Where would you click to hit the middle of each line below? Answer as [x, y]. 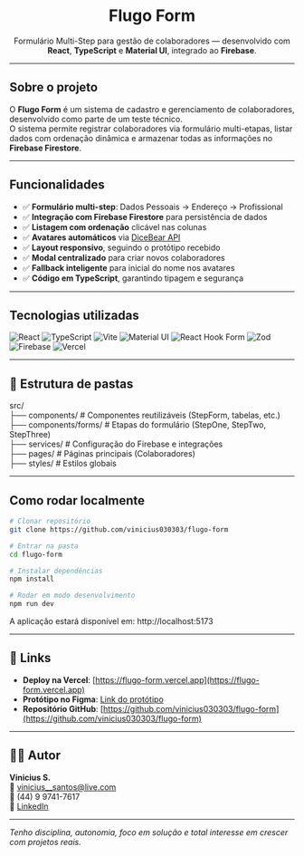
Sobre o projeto [53, 87]
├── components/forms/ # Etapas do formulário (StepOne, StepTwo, [138, 425]
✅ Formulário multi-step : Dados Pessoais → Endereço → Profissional [152, 207]
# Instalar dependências [56, 571]
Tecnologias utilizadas [74, 315]
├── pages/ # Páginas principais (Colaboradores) [103, 454]
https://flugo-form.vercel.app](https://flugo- [177, 679]
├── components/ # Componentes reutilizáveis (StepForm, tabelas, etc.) [145, 415]
